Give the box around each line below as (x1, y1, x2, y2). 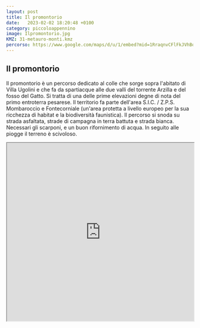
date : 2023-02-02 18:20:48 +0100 (6, 20, 94, 26)
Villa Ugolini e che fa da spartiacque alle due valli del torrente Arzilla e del (6, 86, 186, 93)
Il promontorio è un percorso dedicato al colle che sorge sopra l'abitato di (6, 80, 186, 87)
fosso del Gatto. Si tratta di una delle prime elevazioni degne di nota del (6, 92, 181, 99)
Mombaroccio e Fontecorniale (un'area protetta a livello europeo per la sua (6, 105, 189, 112)
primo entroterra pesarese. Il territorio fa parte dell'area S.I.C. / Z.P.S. (6, 99, 175, 106)
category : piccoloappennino (6, 25, 76, 31)
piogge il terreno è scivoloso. (6, 130, 77, 137)
